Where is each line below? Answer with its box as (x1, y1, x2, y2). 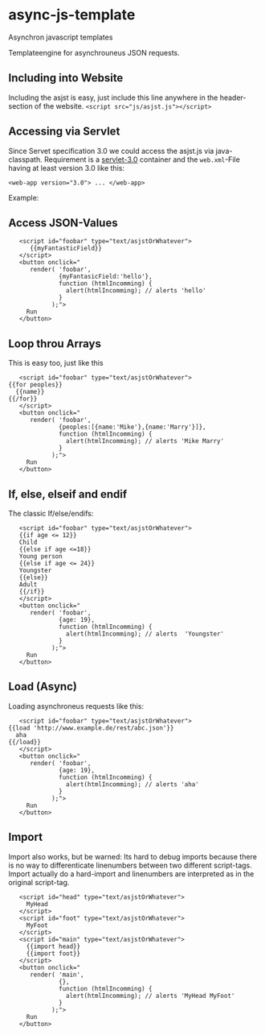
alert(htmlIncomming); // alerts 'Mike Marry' (65, 437, 225, 445)
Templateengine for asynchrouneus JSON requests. (8, 48, 181, 57)
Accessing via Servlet (8, 125, 120, 139)
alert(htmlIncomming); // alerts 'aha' (65, 780, 199, 789)
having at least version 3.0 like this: (8, 163, 124, 172)
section (8, 101, 34, 110)
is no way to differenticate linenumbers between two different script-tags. (8, 860, 253, 870)
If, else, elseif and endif (8, 487, 128, 501)
